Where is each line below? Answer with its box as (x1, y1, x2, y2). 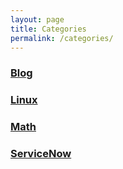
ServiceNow (10, 147, 72, 161)
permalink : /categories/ (10, 33, 114, 43)
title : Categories (10, 24, 87, 34)
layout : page (10, 14, 65, 25)
